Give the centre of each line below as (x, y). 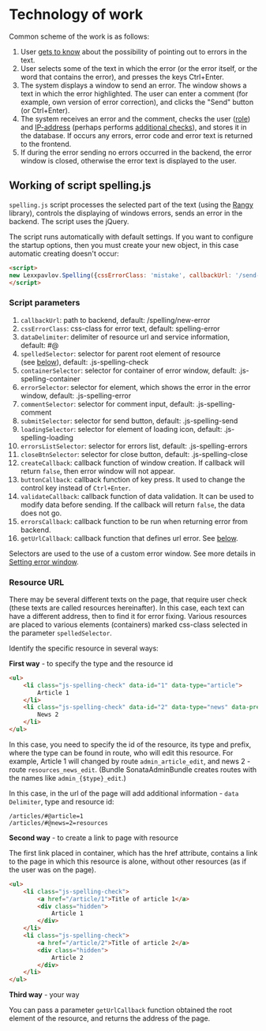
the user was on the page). (53, 869)
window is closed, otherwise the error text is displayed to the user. (128, 160)
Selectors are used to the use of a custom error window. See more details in (132, 553)
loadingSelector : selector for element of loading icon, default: (121, 429)
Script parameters (45, 303)
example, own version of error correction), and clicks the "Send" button (137, 102)
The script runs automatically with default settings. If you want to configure (131, 236)
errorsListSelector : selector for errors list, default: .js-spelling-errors (134, 446)
